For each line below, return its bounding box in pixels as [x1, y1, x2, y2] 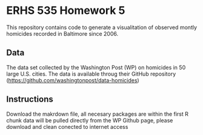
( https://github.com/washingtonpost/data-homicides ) [6, 76, 139, 84]
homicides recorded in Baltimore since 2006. [6, 30, 119, 37]
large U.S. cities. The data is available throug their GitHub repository [6, 70, 176, 77]
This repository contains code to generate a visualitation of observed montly [6, 24, 198, 31]
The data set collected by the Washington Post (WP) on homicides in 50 [6, 64, 186, 71]
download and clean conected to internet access [6, 123, 128, 130]
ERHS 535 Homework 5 [6, 4, 125, 18]
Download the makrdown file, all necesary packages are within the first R [6, 110, 189, 117]
